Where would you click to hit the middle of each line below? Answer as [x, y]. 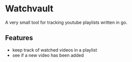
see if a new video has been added [48, 55]
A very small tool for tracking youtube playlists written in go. [66, 22]
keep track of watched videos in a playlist [55, 50]
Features [19, 38]
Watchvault [29, 9]
